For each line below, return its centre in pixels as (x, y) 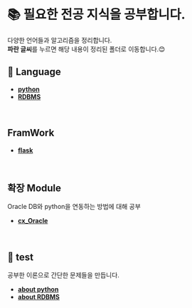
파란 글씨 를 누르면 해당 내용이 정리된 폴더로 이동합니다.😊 (86, 49)
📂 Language (34, 72)
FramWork (31, 133)
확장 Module (34, 188)
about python (38, 289)
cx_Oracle (33, 221)
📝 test (21, 257)
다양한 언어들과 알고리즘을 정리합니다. (60, 40)
